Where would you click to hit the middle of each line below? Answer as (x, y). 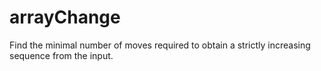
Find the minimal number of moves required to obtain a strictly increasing (160, 45)
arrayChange (65, 17)
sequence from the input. (61, 55)
